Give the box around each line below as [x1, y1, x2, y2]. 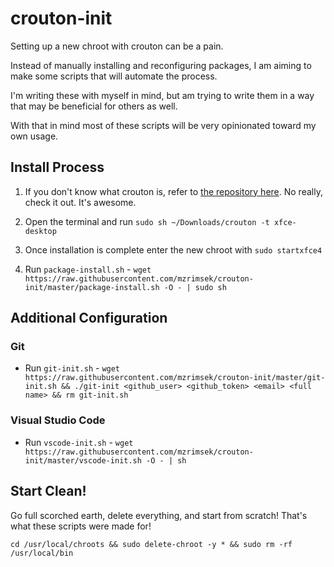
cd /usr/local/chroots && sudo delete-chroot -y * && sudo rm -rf [10, 539, 293, 549]
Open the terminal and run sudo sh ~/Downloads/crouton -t [24, 215, 270, 227]
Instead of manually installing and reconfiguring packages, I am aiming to [10, 59, 312, 71]
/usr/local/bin [10, 548, 74, 558]
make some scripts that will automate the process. [10, 70, 218, 82]
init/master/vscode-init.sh [24, 455, 142, 466]
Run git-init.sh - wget [24, 362, 121, 374]
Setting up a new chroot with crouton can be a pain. [10, 40, 224, 52]
